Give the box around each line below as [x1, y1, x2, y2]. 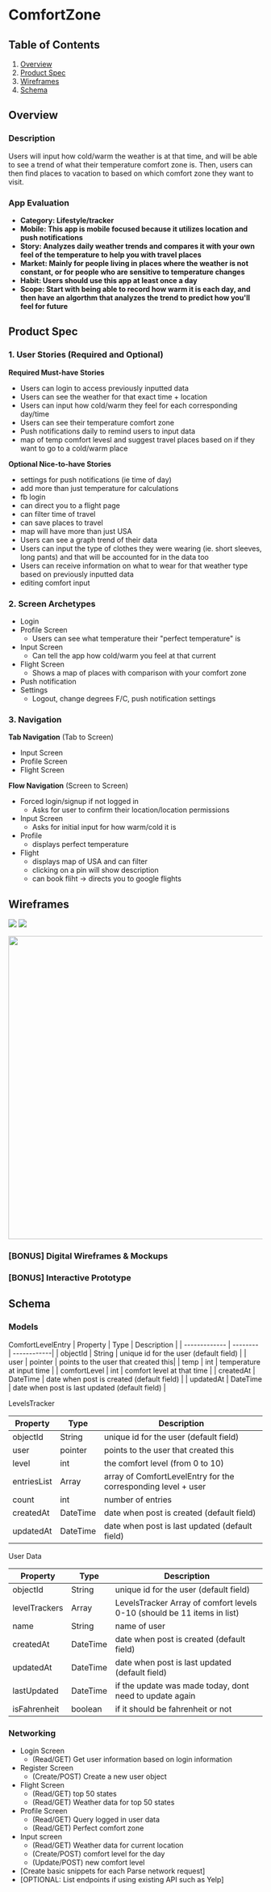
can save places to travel [19, 518, 103, 527]
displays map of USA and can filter [31, 857, 148, 866]
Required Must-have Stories [8, 367, 105, 377]
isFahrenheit [12, 1703, 60, 1714]
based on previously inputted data [19, 569, 135, 579]
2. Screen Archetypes [8, 598, 96, 609]
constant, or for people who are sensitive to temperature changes [19, 267, 245, 277]
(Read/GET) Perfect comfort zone [31, 1822, 144, 1833]
